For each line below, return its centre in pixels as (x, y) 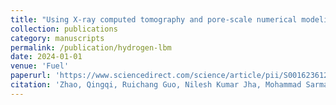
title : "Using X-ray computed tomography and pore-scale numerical (154, 19)
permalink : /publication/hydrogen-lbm (91, 47)
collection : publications (64, 29)
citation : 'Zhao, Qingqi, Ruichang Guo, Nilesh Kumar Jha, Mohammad (156, 85)
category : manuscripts (57, 38)
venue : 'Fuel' (40, 66)
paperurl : (31, 76)
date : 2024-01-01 (46, 57)
